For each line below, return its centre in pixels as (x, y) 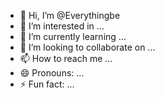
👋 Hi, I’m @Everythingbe (70, 15)
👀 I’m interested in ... (62, 26)
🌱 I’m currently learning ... (73, 36)
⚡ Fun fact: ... (47, 84)
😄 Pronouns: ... (52, 73)
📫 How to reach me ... (66, 58)
